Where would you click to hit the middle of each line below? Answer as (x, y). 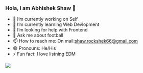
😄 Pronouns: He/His (34, 48)
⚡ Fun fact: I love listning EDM (44, 54)
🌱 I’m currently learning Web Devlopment (56, 24)
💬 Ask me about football (38, 35)
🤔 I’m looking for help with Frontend (50, 30)
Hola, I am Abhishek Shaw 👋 (41, 8)
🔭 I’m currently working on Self (45, 19)
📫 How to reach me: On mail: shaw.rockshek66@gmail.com (75, 41)
